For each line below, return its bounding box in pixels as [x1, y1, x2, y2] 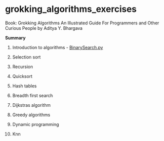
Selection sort [12, 54, 41, 60]
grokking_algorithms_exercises [5, 3, 137, 15]
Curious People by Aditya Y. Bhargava [5, 25, 83, 31]
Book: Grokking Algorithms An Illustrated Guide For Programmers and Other [5, 20, 160, 26]
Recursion [12, 64, 33, 70]
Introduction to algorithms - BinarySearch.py [12, 44, 103, 50]
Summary [5, 35, 26, 41]
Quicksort [12, 73, 33, 79]
